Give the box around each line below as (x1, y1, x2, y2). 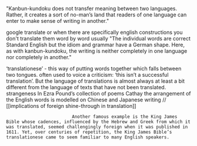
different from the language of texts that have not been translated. (6, 84, 166, 90)
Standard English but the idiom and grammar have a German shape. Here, (6, 41, 185, 48)
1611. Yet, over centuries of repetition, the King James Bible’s (6, 129, 172, 135)
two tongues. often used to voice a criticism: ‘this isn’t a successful (6, 72, 169, 78)
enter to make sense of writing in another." (6, 18, 109, 24)
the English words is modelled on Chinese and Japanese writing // (6, 96, 166, 103)
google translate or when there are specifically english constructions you (6, 29, 183, 36)
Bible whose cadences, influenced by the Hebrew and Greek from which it (6, 119, 191, 125)
